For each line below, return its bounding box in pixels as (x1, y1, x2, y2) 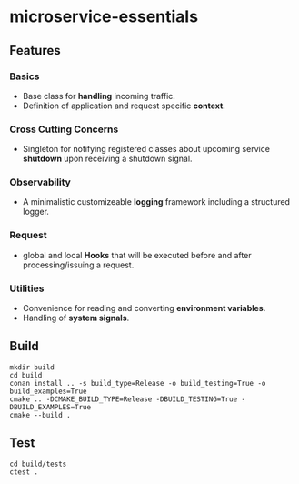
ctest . (9, 467, 39, 477)
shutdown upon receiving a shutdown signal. (22, 153, 193, 165)
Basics (9, 70, 40, 83)
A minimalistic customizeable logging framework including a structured (22, 197, 291, 207)
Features (9, 43, 61, 58)
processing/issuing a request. (22, 259, 135, 270)
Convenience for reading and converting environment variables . (22, 303, 266, 314)
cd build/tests (9, 459, 67, 469)
